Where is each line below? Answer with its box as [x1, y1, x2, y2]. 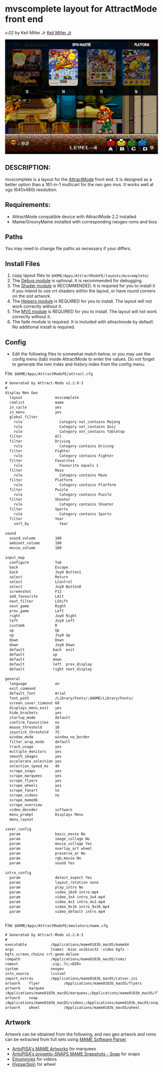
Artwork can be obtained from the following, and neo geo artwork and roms [5, 1031, 156, 1037]
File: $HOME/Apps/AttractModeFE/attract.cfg [5, 371, 93, 376]
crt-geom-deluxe [46, 952, 79, 957]
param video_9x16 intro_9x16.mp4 [9, 904, 110, 909]
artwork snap [5, 995, 38, 1000]
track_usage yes [9, 744, 62, 749]
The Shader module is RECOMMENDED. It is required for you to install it [12, 283, 155, 289]
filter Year [9, 516, 64, 521]
